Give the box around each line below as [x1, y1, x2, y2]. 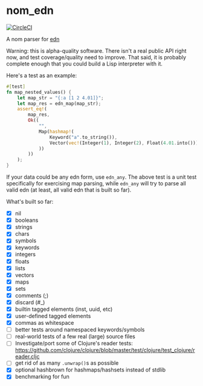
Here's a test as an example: [6, 72, 77, 79]
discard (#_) [14, 298, 45, 306]
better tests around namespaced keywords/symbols [14, 326, 145, 333]
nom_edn [6, 4, 54, 18]
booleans [14, 216, 39, 224]
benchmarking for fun [14, 373, 69, 381]
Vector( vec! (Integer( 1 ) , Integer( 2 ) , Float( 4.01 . [49, 140, 177, 146]
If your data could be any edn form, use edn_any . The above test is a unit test [6, 173, 197, 181]
